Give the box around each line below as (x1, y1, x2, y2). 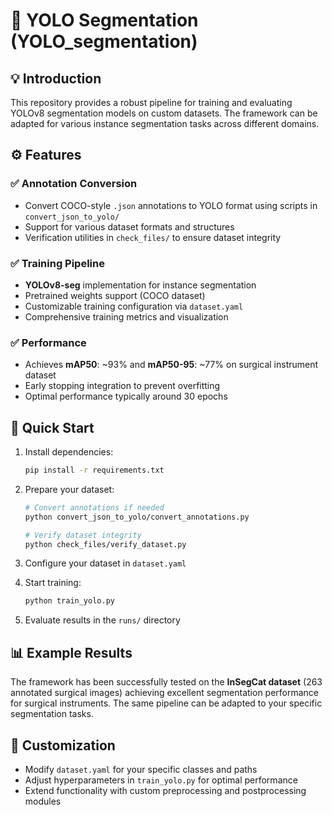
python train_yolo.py (24, 596, 115, 606)
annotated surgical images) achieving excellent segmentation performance (10, 687, 320, 699)
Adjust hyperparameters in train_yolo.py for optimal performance (24, 774, 298, 786)
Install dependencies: (24, 446, 114, 458)
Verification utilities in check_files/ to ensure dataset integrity (24, 231, 282, 243)
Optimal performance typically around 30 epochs (24, 390, 228, 403)
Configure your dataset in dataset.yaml (24, 557, 187, 569)
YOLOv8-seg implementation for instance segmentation (24, 279, 257, 291)
